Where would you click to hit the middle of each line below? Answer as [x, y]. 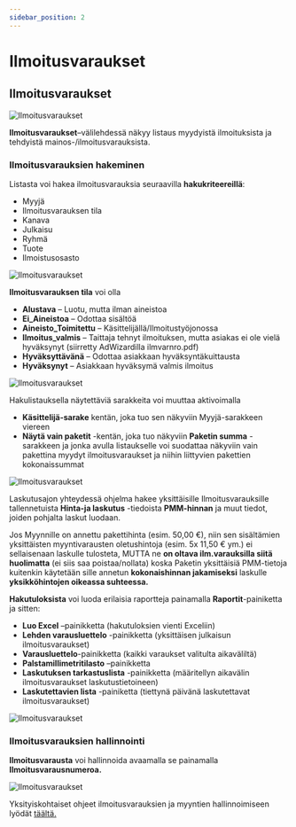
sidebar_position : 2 [47, 17]
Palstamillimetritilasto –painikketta [86, 663]
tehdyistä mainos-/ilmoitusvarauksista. [80, 142]
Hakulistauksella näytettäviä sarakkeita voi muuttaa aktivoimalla [125, 400]
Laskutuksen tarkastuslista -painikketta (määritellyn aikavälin [136, 672]
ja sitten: [25, 608]
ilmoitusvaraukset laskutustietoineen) [90, 682]
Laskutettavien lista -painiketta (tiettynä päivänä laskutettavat [136, 691]
